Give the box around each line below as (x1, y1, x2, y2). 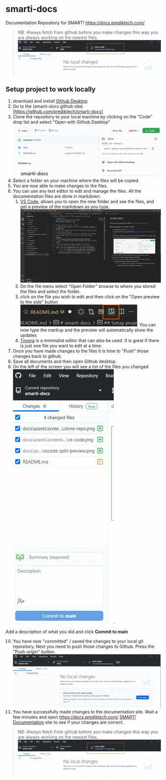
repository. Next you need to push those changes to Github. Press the (12, 643, 155, 649)
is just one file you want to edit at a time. (20, 343, 102, 349)
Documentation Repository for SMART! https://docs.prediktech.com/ (5, 20, 145, 26)
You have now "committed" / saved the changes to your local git (12, 638, 143, 644)
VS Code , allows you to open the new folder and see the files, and (20, 198, 154, 204)
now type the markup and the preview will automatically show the (20, 327, 154, 333)
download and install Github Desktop (12, 98, 88, 104)
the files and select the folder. (20, 288, 81, 294)
